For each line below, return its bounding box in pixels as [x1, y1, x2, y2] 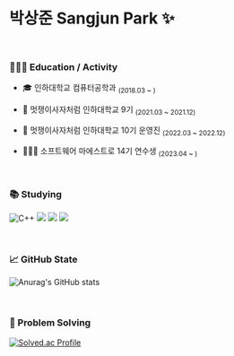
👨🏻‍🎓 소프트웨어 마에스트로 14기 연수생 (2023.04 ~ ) [22, 145, 198, 158]
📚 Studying [9, 187, 63, 200]
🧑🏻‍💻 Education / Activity [9, 60, 118, 73]
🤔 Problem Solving [9, 317, 91, 329]
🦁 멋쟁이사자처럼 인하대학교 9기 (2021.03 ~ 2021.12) [22, 104, 196, 117]
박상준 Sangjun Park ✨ [9, 8, 175, 29]
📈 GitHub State [9, 253, 78, 265]
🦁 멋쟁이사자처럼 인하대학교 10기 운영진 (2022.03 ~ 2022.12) [22, 125, 226, 137]
